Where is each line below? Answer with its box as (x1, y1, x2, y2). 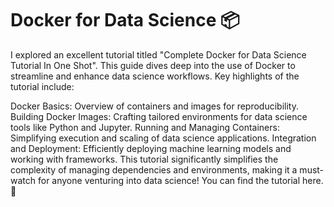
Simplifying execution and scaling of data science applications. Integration (10, 132, 317, 144)
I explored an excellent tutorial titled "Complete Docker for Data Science (10, 48, 307, 61)
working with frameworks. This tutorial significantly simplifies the (10, 153, 279, 165)
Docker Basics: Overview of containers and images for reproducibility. (10, 100, 299, 112)
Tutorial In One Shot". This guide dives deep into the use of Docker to (10, 59, 296, 71)
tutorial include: (10, 80, 75, 92)
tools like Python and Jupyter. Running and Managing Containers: (10, 121, 280, 133)
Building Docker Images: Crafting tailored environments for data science (10, 110, 308, 122)
